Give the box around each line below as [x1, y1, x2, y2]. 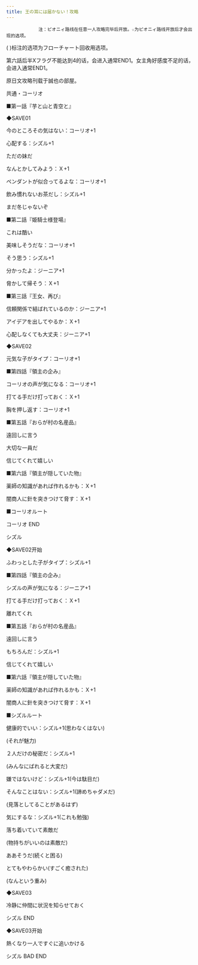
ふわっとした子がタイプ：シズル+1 [6, 559, 91, 566]
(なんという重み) [6, 877, 47, 884]
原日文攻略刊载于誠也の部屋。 [6, 77, 80, 84]
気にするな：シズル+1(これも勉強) [6, 813, 90, 821]
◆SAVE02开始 [6, 546, 42, 553]
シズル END [6, 914, 35, 921]
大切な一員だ [6, 444, 38, 451]
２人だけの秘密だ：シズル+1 [6, 750, 75, 757]
